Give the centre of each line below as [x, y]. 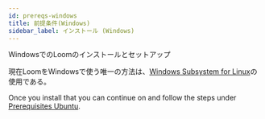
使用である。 [29, 82]
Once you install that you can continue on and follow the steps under [122, 98]
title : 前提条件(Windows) [50, 23]
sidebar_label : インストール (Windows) [72, 31]
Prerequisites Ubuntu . [44, 106]
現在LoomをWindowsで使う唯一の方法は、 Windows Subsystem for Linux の [133, 72]
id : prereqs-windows [43, 16]
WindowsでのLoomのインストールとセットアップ [89, 55]
